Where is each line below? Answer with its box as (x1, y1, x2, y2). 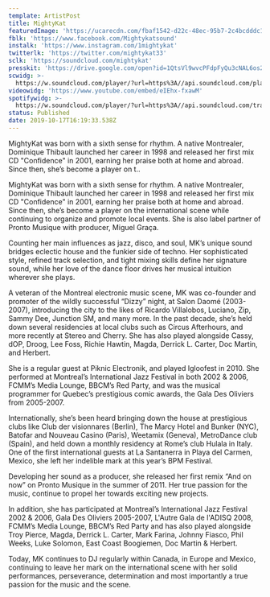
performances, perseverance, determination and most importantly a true (8, 570, 248, 580)
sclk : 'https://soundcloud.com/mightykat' (8, 57, 153, 65)
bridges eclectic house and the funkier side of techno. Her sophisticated (8, 246, 248, 256)
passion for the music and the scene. (8, 579, 131, 589)
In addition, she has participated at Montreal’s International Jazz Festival (8, 504, 247, 513)
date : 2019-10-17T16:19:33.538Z (8, 117, 117, 125)
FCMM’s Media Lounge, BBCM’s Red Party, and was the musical (8, 380, 221, 390)
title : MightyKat (8, 19, 67, 27)
